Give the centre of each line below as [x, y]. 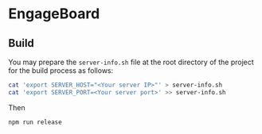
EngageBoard [54, 14]
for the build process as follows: [61, 71]
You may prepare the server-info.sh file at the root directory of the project [131, 62]
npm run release [35, 122]
